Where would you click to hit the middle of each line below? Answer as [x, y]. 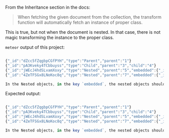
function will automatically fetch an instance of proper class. [80, 22]
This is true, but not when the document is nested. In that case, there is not [83, 32]
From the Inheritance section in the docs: [48, 7]
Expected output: [23, 94]
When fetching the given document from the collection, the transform [90, 17]
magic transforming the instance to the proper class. [60, 38]
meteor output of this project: [35, 47]
